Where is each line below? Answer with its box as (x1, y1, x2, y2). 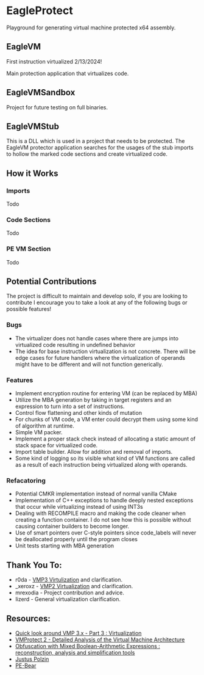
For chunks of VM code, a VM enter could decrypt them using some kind (15, 416, 198, 423)
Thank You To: (6, 560, 62, 570)
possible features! (6, 305, 52, 313)
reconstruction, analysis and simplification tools (15, 649, 135, 656)
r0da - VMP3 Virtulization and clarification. (15, 576, 123, 583)
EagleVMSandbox (6, 87, 76, 98)
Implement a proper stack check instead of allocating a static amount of (15, 435, 196, 443)
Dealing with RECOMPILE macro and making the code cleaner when (15, 509, 186, 517)
